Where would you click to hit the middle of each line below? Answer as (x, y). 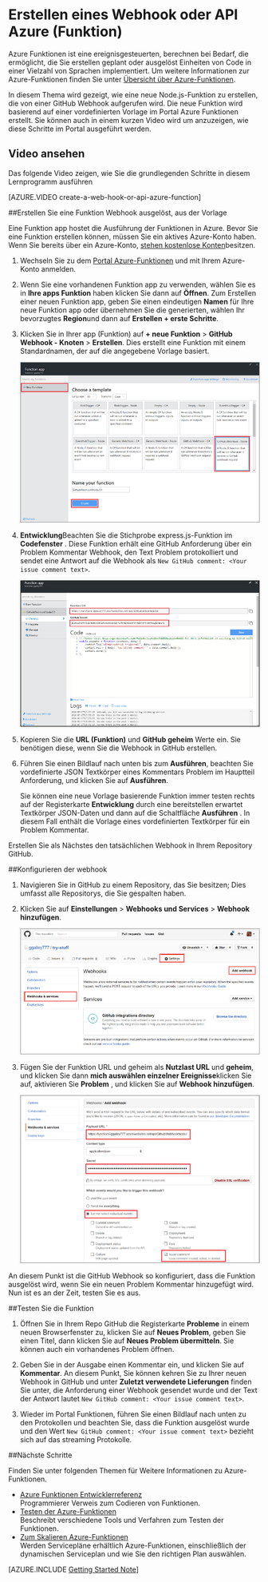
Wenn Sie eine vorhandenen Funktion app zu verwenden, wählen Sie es (138, 284)
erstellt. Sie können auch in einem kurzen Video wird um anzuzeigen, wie (128, 120)
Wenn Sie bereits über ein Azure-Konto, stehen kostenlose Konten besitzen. (132, 244)
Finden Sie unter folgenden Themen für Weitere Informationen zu (116, 1471)
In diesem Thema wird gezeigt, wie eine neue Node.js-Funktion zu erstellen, (133, 94)
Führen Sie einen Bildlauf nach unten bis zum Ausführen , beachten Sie (136, 764)
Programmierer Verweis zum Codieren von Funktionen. (110, 1503)
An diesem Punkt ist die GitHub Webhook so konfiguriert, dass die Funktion (132, 1276)
